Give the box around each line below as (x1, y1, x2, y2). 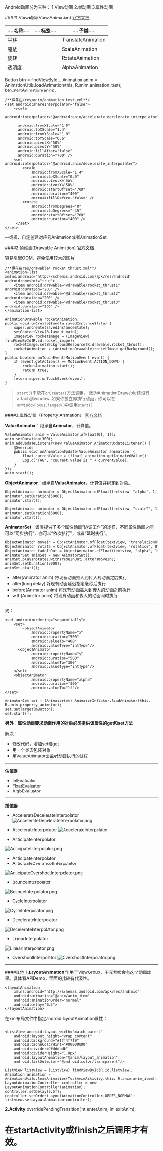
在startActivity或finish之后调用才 (5, 1125, 140, 1136)
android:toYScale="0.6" (17, 136, 66, 141)
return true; (22, 368, 49, 373)
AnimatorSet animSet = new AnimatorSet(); (5, 553, 92, 558)
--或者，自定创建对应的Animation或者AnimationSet (5, 234, 107, 240)
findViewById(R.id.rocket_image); (5, 338, 75, 343)
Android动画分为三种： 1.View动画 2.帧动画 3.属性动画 (5, 4, 113, 10)
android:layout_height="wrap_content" (14, 1034, 92, 1039)
